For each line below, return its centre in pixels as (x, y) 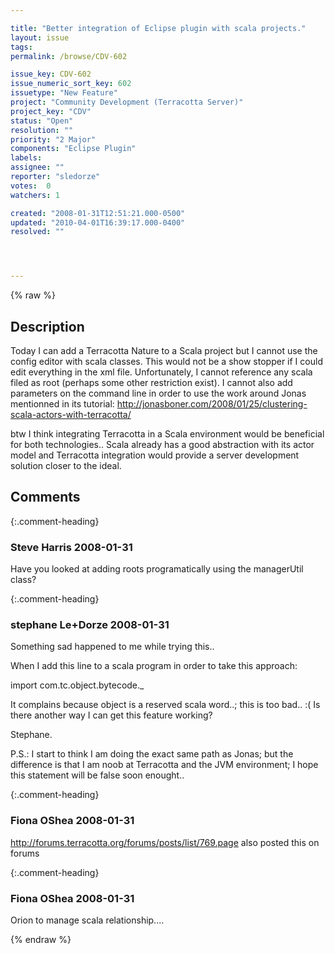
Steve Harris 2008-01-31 (71, 547)
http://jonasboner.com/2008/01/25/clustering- (212, 403)
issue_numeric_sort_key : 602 (71, 84)
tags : (21, 47)
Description (47, 326)
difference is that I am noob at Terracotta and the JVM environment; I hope (164, 765)
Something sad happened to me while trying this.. (112, 647)
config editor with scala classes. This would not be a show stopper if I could (166, 361)
